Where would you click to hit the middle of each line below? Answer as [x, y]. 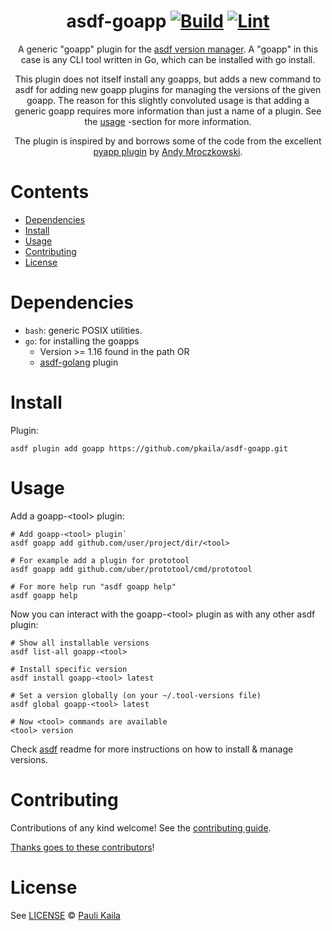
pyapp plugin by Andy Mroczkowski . [168, 151]
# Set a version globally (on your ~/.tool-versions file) [136, 695]
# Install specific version [69, 669]
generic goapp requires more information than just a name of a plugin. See [168, 111]
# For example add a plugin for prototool [100, 560]
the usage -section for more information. [168, 121]
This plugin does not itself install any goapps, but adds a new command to [168, 79]
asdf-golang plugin [79, 362]
